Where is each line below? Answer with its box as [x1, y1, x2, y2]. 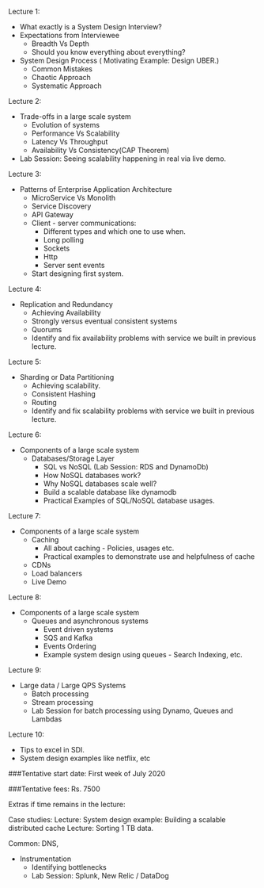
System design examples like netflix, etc [19, 753, 151, 763]
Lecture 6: [8, 430, 42, 439]
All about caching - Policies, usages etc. [43, 543, 175, 553]
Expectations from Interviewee [19, 31, 120, 40]
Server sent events [43, 261, 105, 270]
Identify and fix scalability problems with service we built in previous [31, 406, 255, 415]
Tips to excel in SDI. [19, 745, 85, 754]
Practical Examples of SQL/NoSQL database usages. [43, 496, 215, 505]
